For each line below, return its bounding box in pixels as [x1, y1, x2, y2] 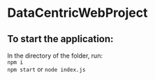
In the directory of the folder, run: [7, 51, 103, 60]
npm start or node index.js [7, 65, 86, 73]
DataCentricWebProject [7, 5, 148, 21]
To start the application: [7, 33, 114, 45]
